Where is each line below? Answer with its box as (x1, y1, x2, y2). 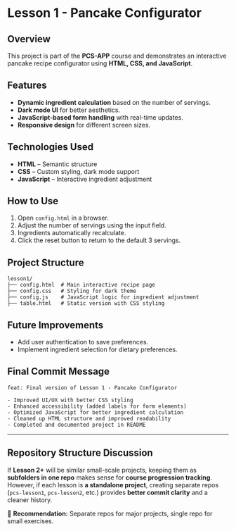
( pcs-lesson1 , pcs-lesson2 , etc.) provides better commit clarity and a (7, 488, 209, 496)
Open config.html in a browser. (17, 213, 109, 223)
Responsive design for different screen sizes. (17, 120, 151, 129)
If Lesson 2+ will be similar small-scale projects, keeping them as (7, 466, 197, 474)
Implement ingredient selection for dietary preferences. (17, 345, 178, 354)
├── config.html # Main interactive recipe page (7, 282, 156, 289)
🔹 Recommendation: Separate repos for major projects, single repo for (7, 509, 213, 518)
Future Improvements (7, 319, 104, 331)
